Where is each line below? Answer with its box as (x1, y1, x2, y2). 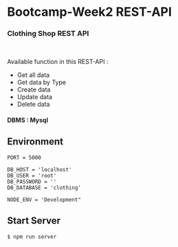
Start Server (7, 215, 60, 227)
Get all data (16, 71, 50, 79)
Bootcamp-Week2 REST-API (7, 4, 172, 20)
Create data (16, 85, 51, 94)
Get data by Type (16, 78, 67, 87)
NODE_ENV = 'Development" (7, 196, 81, 203)
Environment (7, 136, 64, 148)
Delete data (16, 100, 50, 109)
